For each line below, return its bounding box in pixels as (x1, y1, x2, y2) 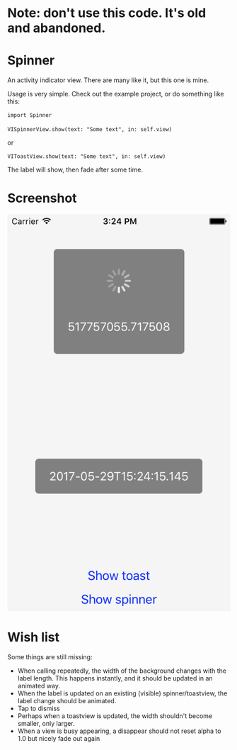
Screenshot (7, 190, 77, 206)
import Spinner (7, 112, 52, 119)
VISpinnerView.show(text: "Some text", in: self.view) (7, 126, 173, 133)
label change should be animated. (17, 697, 117, 705)
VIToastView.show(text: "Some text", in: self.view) (7, 153, 166, 160)
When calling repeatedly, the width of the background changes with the (17, 666, 227, 675)
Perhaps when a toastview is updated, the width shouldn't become (17, 712, 213, 720)
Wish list (7, 629, 60, 646)
